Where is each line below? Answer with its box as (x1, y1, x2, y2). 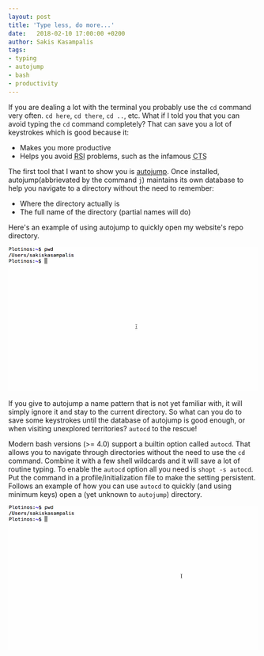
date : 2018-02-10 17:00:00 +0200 (8, 29, 126, 37)
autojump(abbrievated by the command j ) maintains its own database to (8, 175, 243, 184)
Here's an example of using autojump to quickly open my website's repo (8, 222, 243, 232)
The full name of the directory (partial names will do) (19, 207, 191, 217)
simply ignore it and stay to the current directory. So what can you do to (8, 407, 243, 416)
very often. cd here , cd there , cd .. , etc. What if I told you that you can (8, 111, 240, 120)
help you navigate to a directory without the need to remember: (8, 183, 215, 193)
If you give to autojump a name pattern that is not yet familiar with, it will (8, 398, 243, 408)
